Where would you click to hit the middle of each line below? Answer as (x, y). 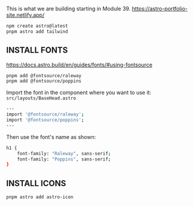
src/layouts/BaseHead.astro (41, 98)
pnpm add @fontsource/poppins (44, 81)
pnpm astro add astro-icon (40, 197)
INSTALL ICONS (36, 183)
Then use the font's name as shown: (51, 137)
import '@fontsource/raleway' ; (45, 114)
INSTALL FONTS (37, 50)
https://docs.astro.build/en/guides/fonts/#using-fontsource (79, 65)
